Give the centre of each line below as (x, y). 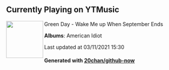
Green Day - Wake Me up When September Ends (104, 24)
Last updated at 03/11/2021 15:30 (84, 47)
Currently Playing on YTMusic (63, 10)
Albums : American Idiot (73, 36)
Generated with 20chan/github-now (90, 61)
